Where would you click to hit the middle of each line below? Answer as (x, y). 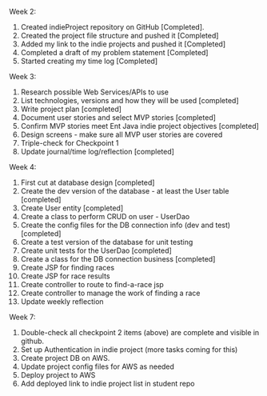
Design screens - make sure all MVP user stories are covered (122, 134)
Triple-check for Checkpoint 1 (70, 143)
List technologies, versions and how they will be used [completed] (130, 100)
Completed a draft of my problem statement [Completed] (114, 52)
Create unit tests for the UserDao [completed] (96, 250)
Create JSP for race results (65, 276)
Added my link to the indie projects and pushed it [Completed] (123, 44)
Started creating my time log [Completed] (89, 61)
